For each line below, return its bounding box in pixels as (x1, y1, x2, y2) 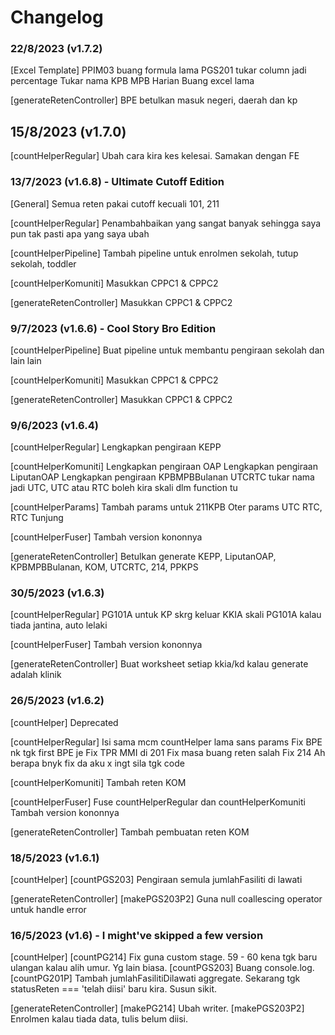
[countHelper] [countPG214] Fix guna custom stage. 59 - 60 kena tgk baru (10, 951, 318, 963)
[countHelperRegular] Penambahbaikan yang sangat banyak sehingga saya (10, 217, 322, 229)
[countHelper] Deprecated (10, 716, 119, 728)
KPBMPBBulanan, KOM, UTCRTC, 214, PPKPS (10, 561, 199, 573)
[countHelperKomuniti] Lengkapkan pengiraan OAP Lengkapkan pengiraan (10, 461, 318, 473)
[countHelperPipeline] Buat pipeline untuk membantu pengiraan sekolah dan (10, 344, 325, 356)
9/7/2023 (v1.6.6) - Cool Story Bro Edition (10, 321, 217, 335)
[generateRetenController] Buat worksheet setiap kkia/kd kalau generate (10, 658, 309, 670)
